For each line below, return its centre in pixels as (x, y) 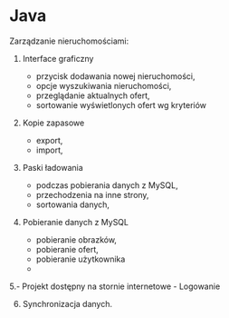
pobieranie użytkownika (81, 259)
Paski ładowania (52, 167)
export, (49, 140)
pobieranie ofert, (67, 249)
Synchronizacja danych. (67, 303)
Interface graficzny (58, 58)
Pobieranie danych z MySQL (76, 222)
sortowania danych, (73, 204)
